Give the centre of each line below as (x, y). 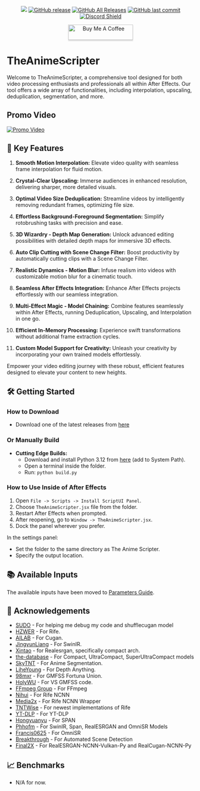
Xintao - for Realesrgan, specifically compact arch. (78, 651)
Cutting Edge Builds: (41, 453)
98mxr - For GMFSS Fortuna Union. (59, 676)
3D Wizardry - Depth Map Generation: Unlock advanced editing (95, 234)
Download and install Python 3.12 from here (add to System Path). (105, 459)
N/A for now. (31, 783)
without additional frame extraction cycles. (68, 336)
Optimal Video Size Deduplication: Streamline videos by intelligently (100, 198)
